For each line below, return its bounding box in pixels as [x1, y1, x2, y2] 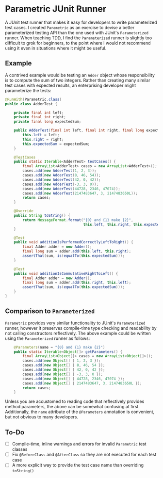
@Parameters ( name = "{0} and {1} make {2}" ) [14, 345, 105, 350]
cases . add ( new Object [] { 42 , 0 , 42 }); [22, 367, 105, 372]
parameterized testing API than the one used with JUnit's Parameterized [5, 30, 149, 35]
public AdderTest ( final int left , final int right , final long [14, 128, 145, 133]
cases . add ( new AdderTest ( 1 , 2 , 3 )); [22, 168, 97, 173]
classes [12, 446, 28, 452]
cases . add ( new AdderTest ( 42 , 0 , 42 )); [22, 177, 101, 182]
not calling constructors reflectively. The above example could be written [5, 330, 151, 336]
